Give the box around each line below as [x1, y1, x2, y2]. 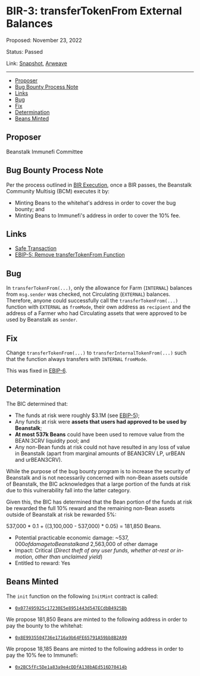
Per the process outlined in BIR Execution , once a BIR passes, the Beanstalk [6, 181, 192, 189]
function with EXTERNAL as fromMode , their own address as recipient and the [6, 303, 191, 311]
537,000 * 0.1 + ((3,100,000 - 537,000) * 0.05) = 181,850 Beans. [6, 522, 162, 529]
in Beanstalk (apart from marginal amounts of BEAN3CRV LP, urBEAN [14, 449, 186, 457]
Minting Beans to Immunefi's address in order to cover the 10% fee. [14, 212, 180, 219]
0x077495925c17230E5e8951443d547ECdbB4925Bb [14, 605, 127, 611]
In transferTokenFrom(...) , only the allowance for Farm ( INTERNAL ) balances [6, 285, 192, 292]
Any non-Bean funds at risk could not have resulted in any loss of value [14, 443, 190, 450]
